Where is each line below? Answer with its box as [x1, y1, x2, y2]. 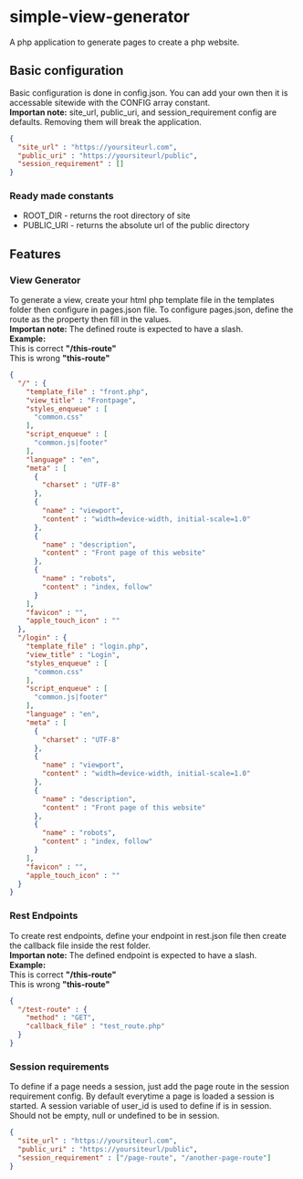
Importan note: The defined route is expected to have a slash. [9, 324, 244, 335]
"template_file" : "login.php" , [26, 642, 149, 652]
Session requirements [9, 1060, 110, 1073]
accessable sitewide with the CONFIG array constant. [9, 97, 211, 108]
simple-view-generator [9, 6, 190, 27]
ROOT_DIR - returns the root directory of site [22, 210, 191, 221]
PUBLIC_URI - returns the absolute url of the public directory [22, 220, 250, 231]
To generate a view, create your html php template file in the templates [9, 295, 276, 306]
